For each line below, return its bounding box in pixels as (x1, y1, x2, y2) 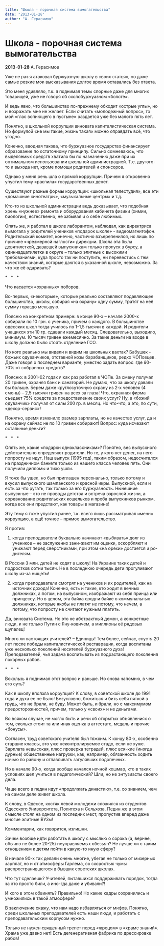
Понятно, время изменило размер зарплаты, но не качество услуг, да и (5, 415, 156, 421)
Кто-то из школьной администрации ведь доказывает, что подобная (5, 203, 149, 209)
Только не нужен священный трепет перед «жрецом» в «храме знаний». (5, 925, 159, 931)
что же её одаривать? (5, 265, 51, 271)
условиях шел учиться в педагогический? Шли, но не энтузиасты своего (5, 771, 158, 777)
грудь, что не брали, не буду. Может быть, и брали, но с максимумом (5, 701, 152, 707)
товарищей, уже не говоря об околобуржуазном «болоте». (5, 94, 129, 100)
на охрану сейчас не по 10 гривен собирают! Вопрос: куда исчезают (5, 420, 149, 426)
